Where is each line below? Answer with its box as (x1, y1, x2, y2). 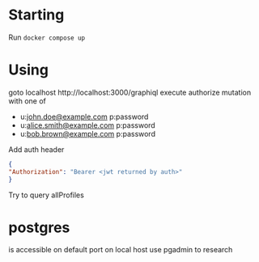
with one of (8, 95, 46, 106)
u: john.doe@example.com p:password (19, 112, 149, 121)
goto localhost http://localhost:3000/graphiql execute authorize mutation (8, 87, 252, 97)
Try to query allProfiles (8, 190, 85, 200)
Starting (8, 6, 65, 24)
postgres (8, 218, 70, 236)
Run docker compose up (8, 32, 86, 42)
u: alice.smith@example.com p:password (19, 120, 155, 130)
